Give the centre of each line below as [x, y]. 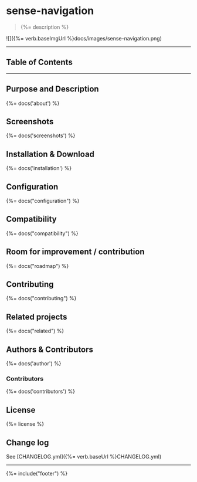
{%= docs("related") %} [35, 331]
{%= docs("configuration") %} [43, 201]
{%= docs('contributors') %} [40, 392]
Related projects [37, 317]
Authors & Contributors [50, 349]
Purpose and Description [52, 89]
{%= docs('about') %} [33, 103]
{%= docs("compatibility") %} [42, 233]
